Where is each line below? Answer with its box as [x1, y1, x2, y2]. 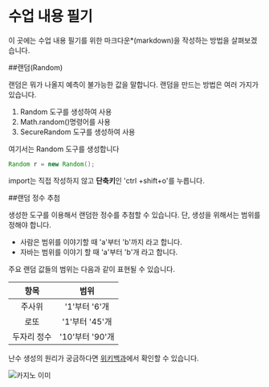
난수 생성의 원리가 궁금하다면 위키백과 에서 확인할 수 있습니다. [8, 353, 199, 363]
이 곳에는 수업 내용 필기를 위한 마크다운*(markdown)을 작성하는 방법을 [8, 35, 230, 45]
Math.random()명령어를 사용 [19, 117, 111, 126]
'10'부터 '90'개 [59, 331, 115, 342]
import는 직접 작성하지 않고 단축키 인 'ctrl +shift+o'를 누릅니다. [8, 175, 205, 185]
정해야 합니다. [8, 220, 52, 229]
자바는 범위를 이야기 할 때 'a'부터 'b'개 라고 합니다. [19, 247, 178, 257]
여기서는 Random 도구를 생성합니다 [8, 144, 120, 154]
